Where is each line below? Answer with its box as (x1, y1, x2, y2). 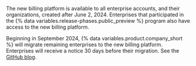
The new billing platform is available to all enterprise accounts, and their (6, 5, 180, 12)
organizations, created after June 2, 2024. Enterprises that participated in (6, 11, 184, 18)
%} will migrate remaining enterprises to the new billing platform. (6, 41, 163, 48)
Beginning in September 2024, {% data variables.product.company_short (6, 35, 183, 41)
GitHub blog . (6, 54, 37, 60)
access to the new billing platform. (6, 23, 89, 30)
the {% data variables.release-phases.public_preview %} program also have (6, 18, 191, 24)
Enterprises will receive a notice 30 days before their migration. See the (6, 47, 180, 54)
